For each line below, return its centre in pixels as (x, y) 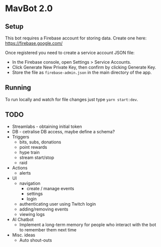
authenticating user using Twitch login (58, 204)
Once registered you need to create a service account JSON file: (70, 53)
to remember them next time (48, 229)
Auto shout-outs (36, 240)
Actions (20, 168)
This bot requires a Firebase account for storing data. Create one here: (76, 38)
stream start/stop (37, 157)
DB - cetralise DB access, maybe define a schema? (63, 131)
